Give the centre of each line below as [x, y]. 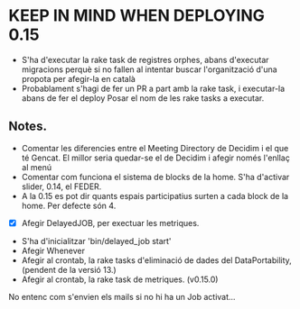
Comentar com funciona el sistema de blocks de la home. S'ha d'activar [155, 177]
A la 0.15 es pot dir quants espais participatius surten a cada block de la [155, 195]
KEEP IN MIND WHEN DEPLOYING [137, 16]
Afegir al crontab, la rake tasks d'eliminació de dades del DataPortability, [157, 260]
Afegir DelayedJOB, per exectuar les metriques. [110, 223]
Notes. [28, 127]
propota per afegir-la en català [79, 78]
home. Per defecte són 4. [69, 205]
